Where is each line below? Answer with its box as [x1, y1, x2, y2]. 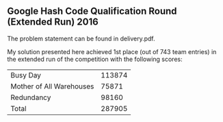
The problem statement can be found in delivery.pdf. [7, 34, 155, 42]
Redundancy [10, 93, 51, 102]
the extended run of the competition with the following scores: [7, 55, 183, 63]
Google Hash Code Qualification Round [7, 5, 177, 17]
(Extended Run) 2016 [7, 16, 99, 28]
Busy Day [10, 70, 41, 80]
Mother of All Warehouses [10, 82, 94, 91]
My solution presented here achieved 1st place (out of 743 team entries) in [7, 47, 217, 56]
